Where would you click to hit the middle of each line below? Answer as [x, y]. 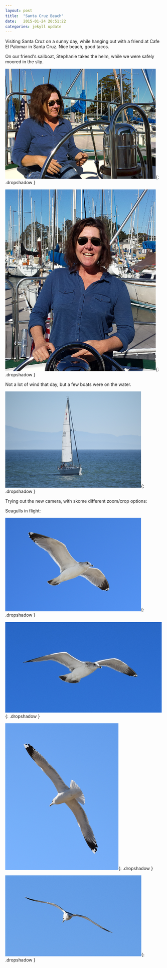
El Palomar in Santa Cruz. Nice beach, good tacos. [57, 47]
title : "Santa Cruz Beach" [35, 16]
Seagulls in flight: [23, 511]
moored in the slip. [25, 62]
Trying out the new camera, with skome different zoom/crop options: [76, 501]
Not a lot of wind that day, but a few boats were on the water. [68, 384]
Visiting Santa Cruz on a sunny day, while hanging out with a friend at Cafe [82, 41]
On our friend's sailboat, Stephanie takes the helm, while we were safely [80, 56]
